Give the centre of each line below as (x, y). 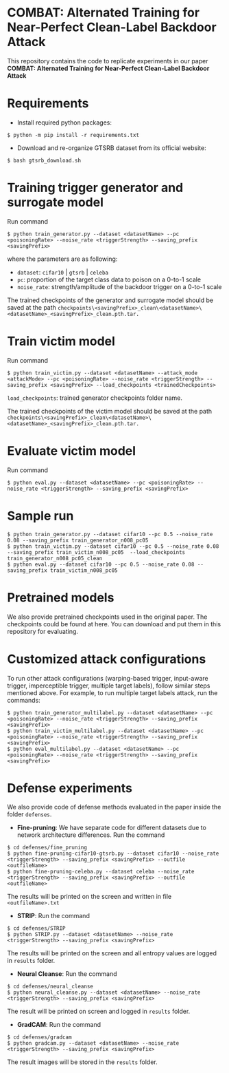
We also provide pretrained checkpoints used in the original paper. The (107, 617)
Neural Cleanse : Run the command (67, 974)
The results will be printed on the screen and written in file (89, 897)
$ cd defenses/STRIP (37, 928)
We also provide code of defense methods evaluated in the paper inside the (114, 807)
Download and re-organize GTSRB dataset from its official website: (112, 148)
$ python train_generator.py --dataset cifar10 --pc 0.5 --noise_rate (110, 534)
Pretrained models (61, 597)
